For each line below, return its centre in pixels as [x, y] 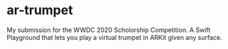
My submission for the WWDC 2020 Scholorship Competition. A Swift [109, 30]
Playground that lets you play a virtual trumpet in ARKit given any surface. [114, 37]
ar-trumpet [40, 10]
